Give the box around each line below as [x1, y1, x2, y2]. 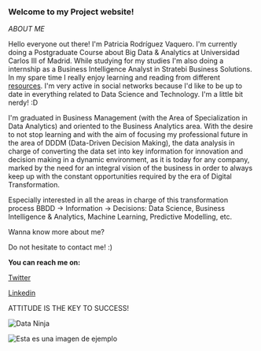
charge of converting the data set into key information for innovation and [8, 146, 244, 156]
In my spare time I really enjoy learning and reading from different [8, 73, 221, 83]
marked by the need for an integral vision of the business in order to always [8, 164, 253, 173]
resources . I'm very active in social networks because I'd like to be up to [8, 81, 242, 91]
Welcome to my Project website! [8, 6, 134, 17]
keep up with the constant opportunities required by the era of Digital [8, 172, 232, 181]
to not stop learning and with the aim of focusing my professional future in [8, 130, 248, 139]
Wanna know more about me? [8, 227, 105, 237]
